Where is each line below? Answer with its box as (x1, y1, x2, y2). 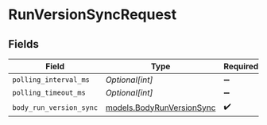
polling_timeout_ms (12, 88, 86, 97)
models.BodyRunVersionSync (105, 102, 216, 113)
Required (223, 61, 259, 72)
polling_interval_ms (12, 76, 90, 84)
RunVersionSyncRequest (8, 6, 177, 24)
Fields (8, 37, 40, 51)
